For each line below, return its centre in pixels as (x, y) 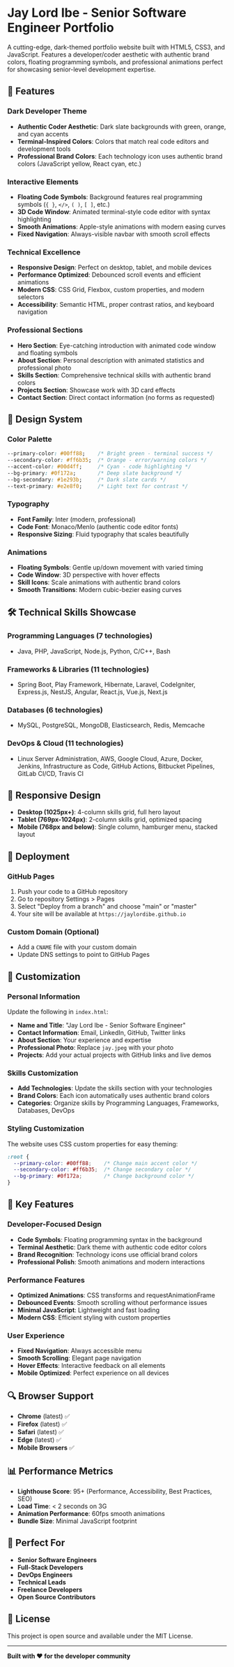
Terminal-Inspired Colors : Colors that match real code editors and (113, 141)
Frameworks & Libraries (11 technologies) (78, 669)
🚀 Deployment (38, 857)
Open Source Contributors (56, 1597)
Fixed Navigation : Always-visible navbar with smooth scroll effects (114, 234)
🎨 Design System (45, 419)
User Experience (36, 1335)
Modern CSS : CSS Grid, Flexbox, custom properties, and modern (111, 290)
